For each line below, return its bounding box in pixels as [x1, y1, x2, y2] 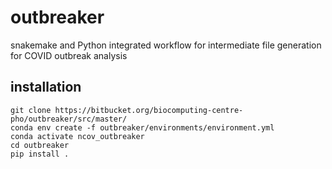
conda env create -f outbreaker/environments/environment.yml [10, 122, 275, 133]
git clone [10, 105, 52, 115]
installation [10, 79, 82, 96]
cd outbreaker [10, 140, 70, 150]
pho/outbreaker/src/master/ [10, 114, 128, 124]
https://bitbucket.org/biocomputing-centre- [54, 105, 244, 115]
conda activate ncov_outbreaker [10, 131, 145, 141]
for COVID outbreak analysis [10, 49, 128, 61]
